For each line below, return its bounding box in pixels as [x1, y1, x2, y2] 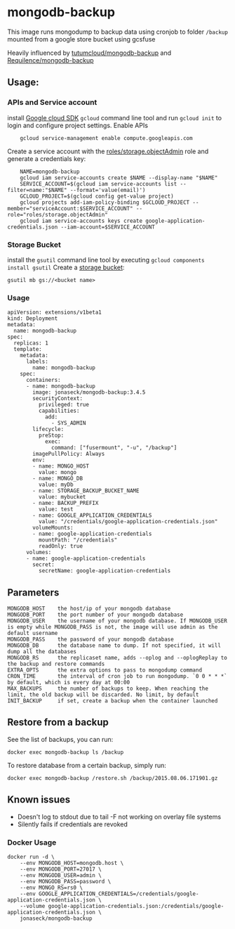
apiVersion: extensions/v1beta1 [7, 309, 102, 316]
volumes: [25, 549, 52, 556]
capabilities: [38, 407, 80, 415]
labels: [25, 358, 49, 366]
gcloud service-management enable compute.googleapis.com [20, 134, 193, 141]
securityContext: [32, 395, 83, 402]
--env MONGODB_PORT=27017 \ [20, 866, 102, 873]
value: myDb [38, 481, 74, 489]
